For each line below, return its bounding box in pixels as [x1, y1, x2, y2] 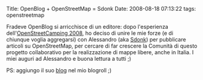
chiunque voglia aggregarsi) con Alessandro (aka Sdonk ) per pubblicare [6, 36, 187, 43]
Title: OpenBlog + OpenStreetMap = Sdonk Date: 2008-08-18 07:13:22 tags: [6, 5, 196, 12]
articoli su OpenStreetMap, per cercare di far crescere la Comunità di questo [6, 42, 198, 49]
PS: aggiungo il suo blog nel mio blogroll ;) [6, 67, 112, 74]
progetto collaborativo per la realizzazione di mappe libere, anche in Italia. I [6, 49, 194, 56]
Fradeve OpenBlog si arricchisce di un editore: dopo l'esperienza [6, 23, 168, 30]
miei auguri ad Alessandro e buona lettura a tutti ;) [6, 55, 131, 62]
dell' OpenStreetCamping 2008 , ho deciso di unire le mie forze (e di [6, 29, 174, 37]
